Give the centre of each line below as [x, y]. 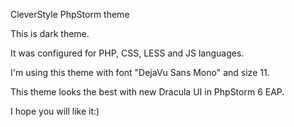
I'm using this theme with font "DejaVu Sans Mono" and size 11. [140, 72]
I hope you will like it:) [55, 111]
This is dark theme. [50, 33]
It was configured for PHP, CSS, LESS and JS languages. [127, 53]
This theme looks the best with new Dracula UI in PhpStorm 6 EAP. [147, 92]
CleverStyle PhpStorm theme [70, 14]
